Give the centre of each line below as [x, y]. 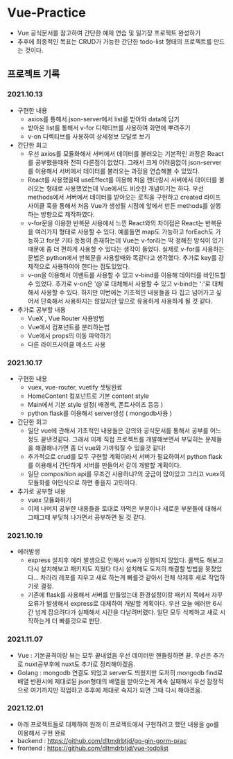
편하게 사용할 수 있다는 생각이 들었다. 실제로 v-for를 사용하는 [143, 249]
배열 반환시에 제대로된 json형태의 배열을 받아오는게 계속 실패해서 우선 [111, 681]
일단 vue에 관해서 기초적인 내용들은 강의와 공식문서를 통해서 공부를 [118, 430]
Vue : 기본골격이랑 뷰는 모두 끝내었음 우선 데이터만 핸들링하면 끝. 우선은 [114, 655]
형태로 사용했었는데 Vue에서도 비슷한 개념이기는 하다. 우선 [125, 188]
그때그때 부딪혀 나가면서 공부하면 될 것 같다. [87, 517]
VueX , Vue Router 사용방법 [66, 318]
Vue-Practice [47, 13]
